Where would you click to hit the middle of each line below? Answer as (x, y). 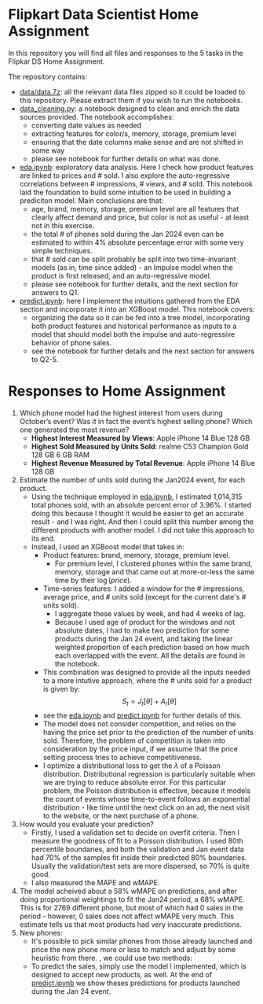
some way (48, 150)
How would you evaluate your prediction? (87, 824)
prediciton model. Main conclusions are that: (91, 200)
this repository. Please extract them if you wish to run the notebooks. (131, 100)
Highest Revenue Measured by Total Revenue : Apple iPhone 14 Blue (143, 463)
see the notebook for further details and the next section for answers (143, 351)
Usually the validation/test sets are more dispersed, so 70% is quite (140, 866)
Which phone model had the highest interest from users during (121, 413)
